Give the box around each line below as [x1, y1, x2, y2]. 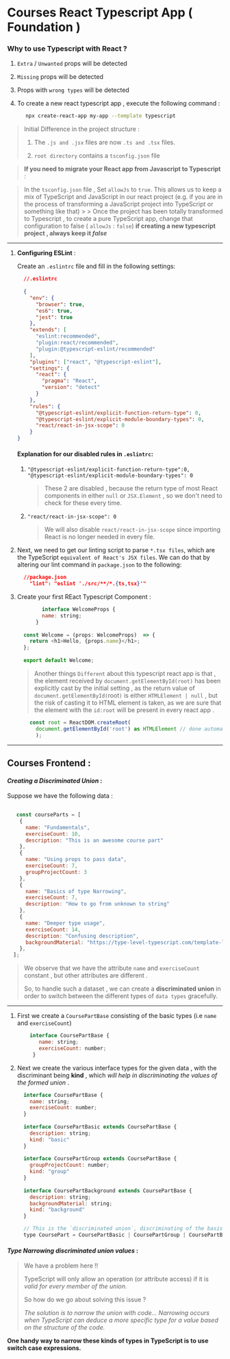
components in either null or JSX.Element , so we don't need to [44, 492, 222, 500]
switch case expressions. [7, 1344, 81, 1352]
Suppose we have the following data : [7, 792, 113, 800]
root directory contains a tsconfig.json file [34, 152, 160, 160]
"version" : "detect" [42, 384, 101, 391]
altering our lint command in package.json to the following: [16, 560, 182, 569]
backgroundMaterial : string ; [29, 1200, 113, 1207]
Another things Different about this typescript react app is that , [34, 669, 216, 677]
